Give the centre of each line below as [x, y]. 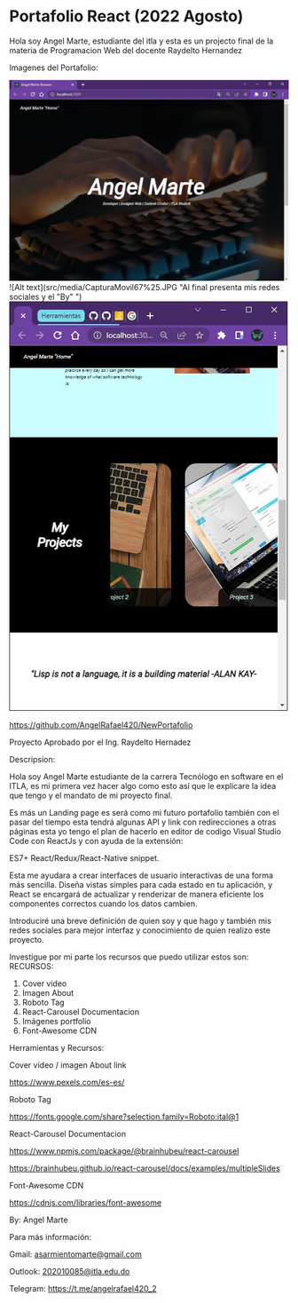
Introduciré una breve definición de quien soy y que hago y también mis [141, 920]
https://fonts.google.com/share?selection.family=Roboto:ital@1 [124, 1117]
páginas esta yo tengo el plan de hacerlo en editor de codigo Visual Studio [145, 831]
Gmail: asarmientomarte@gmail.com [75, 1254]
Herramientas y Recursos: [57, 1047]
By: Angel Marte [39, 1220]
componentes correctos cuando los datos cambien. [103, 904]
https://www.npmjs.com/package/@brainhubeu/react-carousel [124, 1150]
